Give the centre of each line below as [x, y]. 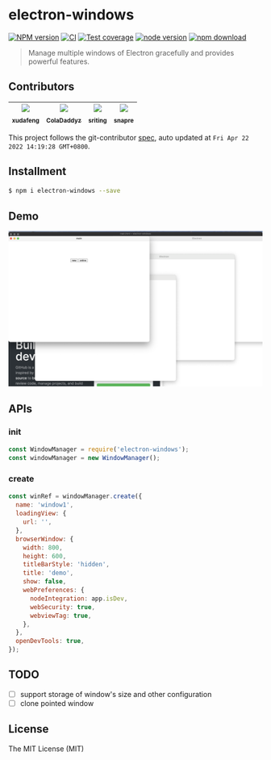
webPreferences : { [54, 591]
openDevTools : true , [50, 641]
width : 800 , [43, 547]
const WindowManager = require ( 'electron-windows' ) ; [99, 449]
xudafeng [26, 121]
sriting [98, 121]
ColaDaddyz [64, 121]
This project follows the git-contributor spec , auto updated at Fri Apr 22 [129, 137]
